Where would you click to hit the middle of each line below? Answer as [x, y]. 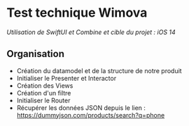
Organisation [35, 54]
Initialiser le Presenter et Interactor [66, 78]
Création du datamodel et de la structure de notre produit [99, 70]
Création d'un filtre [44, 93]
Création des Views [45, 86]
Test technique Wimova [77, 13]
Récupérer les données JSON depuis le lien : [81, 108]
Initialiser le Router [43, 100]
